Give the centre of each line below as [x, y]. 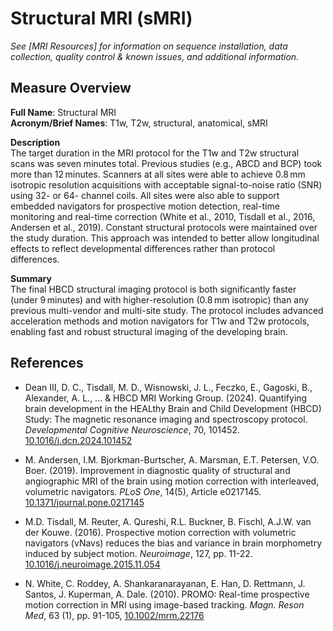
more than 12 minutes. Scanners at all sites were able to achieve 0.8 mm [158, 174]
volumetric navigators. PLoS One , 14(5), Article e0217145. [143, 491]
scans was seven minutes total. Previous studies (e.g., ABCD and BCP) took [166, 163]
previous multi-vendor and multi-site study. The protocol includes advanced [167, 310]
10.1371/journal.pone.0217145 [84, 502]
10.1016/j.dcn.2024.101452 [78, 440]
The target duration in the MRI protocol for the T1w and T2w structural [155, 153]
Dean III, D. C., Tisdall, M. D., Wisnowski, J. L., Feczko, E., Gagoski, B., [168, 387]
